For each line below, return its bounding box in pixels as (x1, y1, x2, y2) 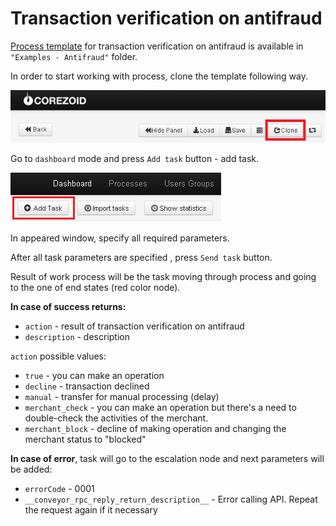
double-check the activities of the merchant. (24, 412, 209, 424)
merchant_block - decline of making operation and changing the (24, 423, 287, 435)
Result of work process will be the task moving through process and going (10, 271, 317, 283)
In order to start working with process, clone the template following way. (10, 70, 309, 82)
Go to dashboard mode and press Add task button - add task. (10, 153, 260, 165)
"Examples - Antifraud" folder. (10, 50, 138, 62)
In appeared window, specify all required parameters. (10, 232, 230, 244)
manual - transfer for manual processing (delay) (24, 391, 220, 403)
